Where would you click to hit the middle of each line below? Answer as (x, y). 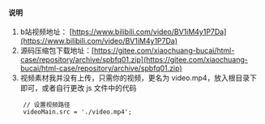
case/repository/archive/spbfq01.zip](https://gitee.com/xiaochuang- (134, 60)
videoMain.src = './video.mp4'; (77, 112)
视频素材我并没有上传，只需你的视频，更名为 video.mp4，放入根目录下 (139, 78)
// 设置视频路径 (47, 105)
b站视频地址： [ (46, 32)
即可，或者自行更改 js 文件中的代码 (78, 88)
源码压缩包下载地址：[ (57, 51)
